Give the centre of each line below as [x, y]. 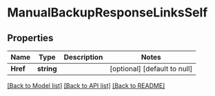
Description [83, 57]
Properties [30, 38]
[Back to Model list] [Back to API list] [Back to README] [86, 86]
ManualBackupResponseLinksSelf [107, 13]
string [47, 69]
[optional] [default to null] [151, 69]
